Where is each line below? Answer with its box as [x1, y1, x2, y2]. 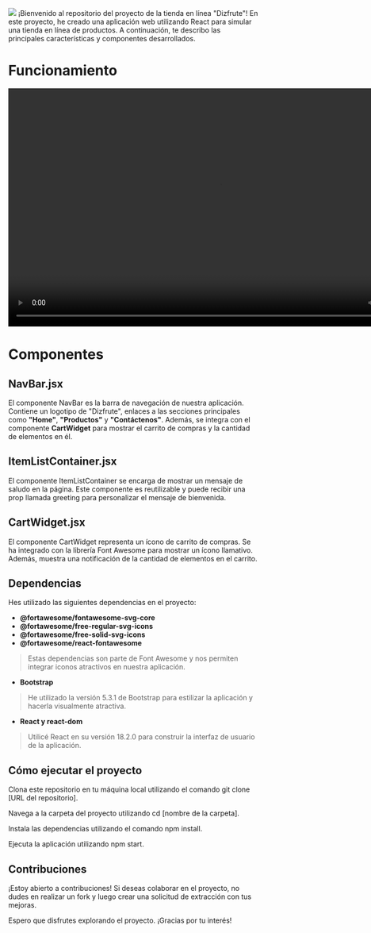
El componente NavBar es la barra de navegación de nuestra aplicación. [8, 398, 244, 407]
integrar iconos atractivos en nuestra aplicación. [27, 662, 186, 672]
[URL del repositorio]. [8, 793, 78, 803]
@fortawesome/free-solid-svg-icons [19, 630, 146, 639]
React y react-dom [19, 717, 83, 727]
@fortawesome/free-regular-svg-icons [19, 622, 153, 631]
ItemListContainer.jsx [8, 455, 117, 468]
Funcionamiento [8, 62, 117, 79]
